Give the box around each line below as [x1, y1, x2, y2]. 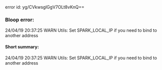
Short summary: [5, 44, 39, 49]
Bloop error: [5, 16, 34, 23]
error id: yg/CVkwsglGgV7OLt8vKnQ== [5, 4, 85, 10]
